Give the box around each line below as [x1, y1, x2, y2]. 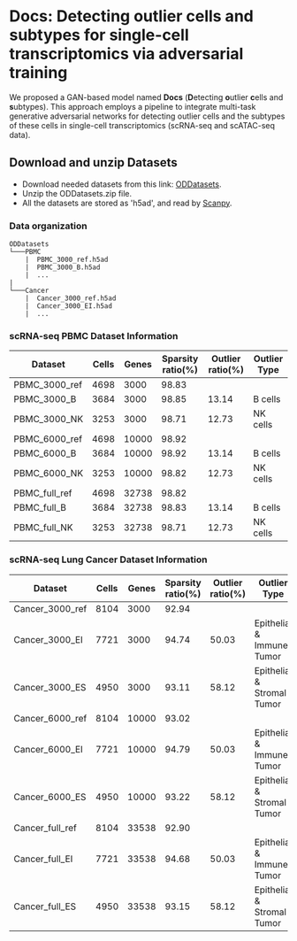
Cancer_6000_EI [13, 743, 84, 755]
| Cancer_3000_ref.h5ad [25, 294, 117, 303]
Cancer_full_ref [13, 821, 77, 834]
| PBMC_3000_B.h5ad [25, 263, 101, 272]
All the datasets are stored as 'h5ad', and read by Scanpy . [21, 197, 232, 208]
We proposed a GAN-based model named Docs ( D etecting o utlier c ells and [9, 91, 284, 103]
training [9, 63, 68, 83]
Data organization [9, 220, 88, 232]
